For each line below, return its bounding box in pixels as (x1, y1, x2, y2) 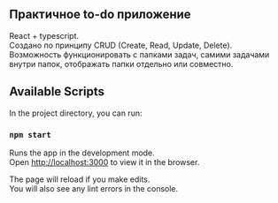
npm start (9, 130, 51, 139)
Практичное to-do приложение (9, 7, 192, 22)
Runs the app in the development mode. (9, 147, 155, 158)
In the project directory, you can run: (9, 108, 143, 118)
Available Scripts (9, 84, 104, 100)
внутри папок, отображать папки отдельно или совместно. (9, 58, 234, 69)
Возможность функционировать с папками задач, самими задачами (9, 49, 270, 60)
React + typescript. (9, 30, 80, 41)
